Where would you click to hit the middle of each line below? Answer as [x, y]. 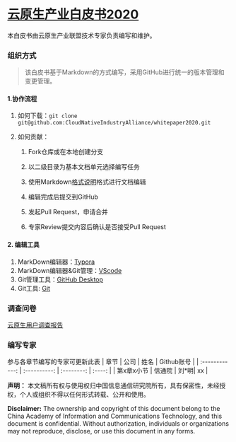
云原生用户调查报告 [35, 325]
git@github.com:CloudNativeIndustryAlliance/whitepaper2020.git [114, 123]
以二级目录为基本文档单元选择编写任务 [84, 167]
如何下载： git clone [47, 116]
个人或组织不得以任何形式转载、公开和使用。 [84, 395]
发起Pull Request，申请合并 [68, 212]
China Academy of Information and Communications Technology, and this [115, 416]
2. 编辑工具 [24, 245]
